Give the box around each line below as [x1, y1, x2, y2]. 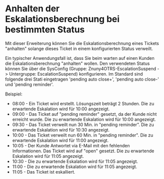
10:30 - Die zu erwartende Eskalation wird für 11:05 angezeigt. [12, 158, 138, 164]
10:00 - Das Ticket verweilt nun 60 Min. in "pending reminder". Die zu [12, 132, 154, 138]
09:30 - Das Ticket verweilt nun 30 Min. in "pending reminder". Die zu [12, 122, 154, 128]
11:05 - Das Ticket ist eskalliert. [12, 169, 75, 175]
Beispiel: [5, 91, 23, 97]
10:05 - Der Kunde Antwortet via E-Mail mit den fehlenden [12, 142, 130, 148]
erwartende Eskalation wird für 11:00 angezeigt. [12, 137, 109, 143]
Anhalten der [5, 3, 60, 14]
